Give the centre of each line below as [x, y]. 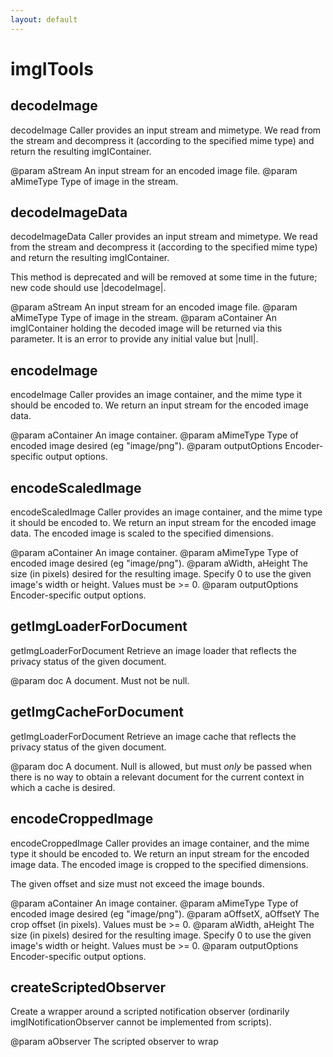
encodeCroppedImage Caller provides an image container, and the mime [160, 843]
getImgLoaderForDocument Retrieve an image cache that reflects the [153, 736]
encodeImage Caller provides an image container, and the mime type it [156, 395]
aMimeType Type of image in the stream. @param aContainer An [143, 318]
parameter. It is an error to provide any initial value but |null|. [134, 339]
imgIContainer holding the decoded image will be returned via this [146, 328]
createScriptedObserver [88, 987]
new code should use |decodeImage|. [88, 288]
